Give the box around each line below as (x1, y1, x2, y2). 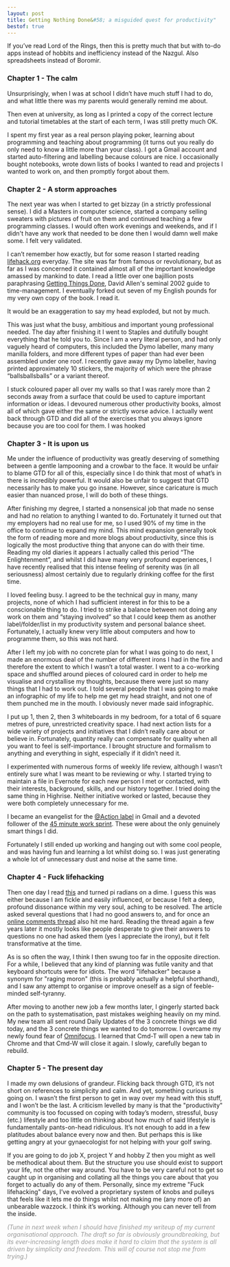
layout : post (7, 10, 45, 17)
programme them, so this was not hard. (7, 635, 119, 643)
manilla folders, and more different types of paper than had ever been (7, 349, 205, 358)
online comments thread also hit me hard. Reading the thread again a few (7, 917, 214, 925)
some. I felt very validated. (7, 236, 82, 244)
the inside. (7, 1209, 37, 1217)
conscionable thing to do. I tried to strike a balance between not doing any (7, 605, 218, 614)
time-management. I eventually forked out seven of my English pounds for (7, 286, 218, 295)
